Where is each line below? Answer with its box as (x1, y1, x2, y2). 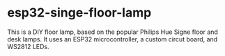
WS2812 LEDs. (7, 42, 50, 50)
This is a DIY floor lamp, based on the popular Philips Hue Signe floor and (7, 28, 218, 36)
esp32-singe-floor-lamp (7, 5, 152, 21)
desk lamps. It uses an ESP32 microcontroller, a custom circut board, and (7, 35, 218, 43)
